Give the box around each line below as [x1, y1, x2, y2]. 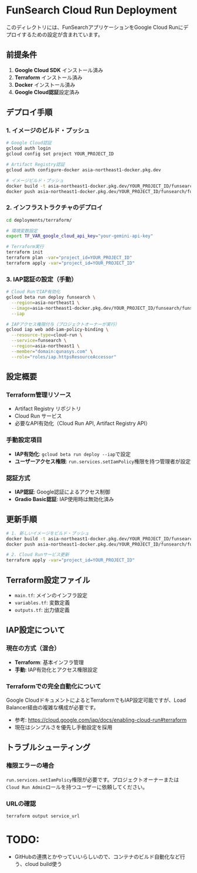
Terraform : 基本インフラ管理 [14, 658, 84, 666]
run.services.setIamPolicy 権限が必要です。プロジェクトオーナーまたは [6, 776, 179, 783]
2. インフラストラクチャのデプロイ [6, 204, 103, 212]
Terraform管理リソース [6, 391, 72, 399]
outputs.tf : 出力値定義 [14, 606, 70, 613]
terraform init [6, 249, 43, 255]
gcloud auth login [6, 145, 51, 151]
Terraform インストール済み [14, 74, 83, 81]
